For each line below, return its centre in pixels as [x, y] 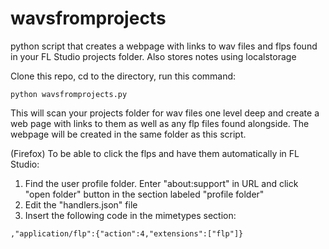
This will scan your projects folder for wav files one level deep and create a [165, 113]
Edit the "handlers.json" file [81, 204]
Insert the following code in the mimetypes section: [130, 215]
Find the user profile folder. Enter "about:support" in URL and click [161, 183]
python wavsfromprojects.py [69, 94]
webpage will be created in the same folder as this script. [128, 134]
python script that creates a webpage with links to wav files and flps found [164, 46]
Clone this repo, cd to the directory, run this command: [123, 76]
